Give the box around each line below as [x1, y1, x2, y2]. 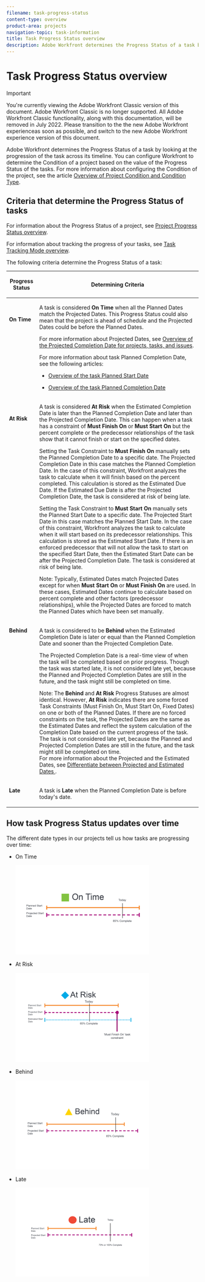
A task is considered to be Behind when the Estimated [39, 627, 175, 634]
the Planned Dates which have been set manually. [39, 607, 164, 615]
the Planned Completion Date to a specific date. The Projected [39, 454, 195, 461]
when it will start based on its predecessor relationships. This [39, 530, 193, 538]
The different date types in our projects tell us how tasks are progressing [6, 834, 189, 842]
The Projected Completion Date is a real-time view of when [39, 652, 188, 659]
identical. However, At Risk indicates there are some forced [39, 696, 189, 703]
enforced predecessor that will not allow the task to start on [39, 544, 189, 551]
